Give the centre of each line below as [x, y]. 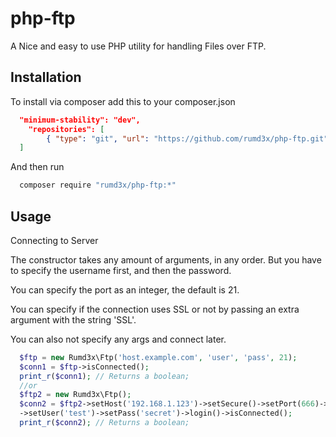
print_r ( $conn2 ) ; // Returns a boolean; [104, 423]
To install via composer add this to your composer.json [123, 101]
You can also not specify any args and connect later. [118, 339]
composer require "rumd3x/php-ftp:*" [98, 185]
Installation [46, 77]
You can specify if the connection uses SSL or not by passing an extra [155, 309]
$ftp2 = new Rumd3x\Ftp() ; [75, 395]
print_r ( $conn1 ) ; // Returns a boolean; [104, 376]
